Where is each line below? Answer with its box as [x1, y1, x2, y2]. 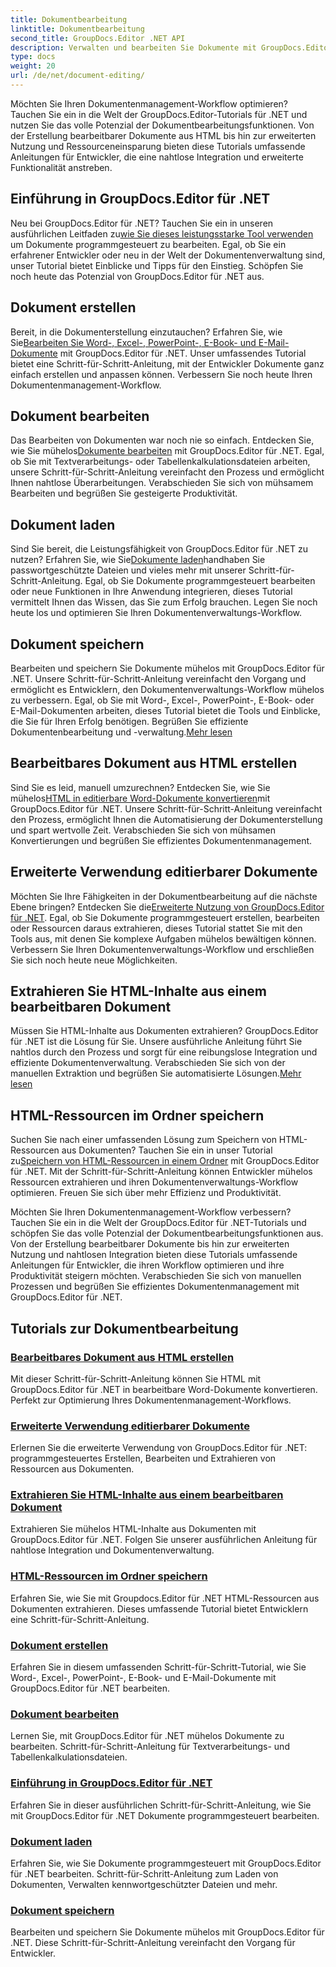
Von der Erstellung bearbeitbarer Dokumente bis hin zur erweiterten [10, 1238, 290, 1250]
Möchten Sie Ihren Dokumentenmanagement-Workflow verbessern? [10, 1206, 292, 1218]
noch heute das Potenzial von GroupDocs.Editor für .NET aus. [10, 270, 265, 282]
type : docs [10, 52, 56, 62]
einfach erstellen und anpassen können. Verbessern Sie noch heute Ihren [10, 368, 313, 380]
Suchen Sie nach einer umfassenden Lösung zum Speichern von [10, 1134, 277, 1146]
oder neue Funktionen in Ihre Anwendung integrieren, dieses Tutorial [10, 586, 293, 598]
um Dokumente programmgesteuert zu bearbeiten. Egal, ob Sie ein [10, 238, 287, 250]
